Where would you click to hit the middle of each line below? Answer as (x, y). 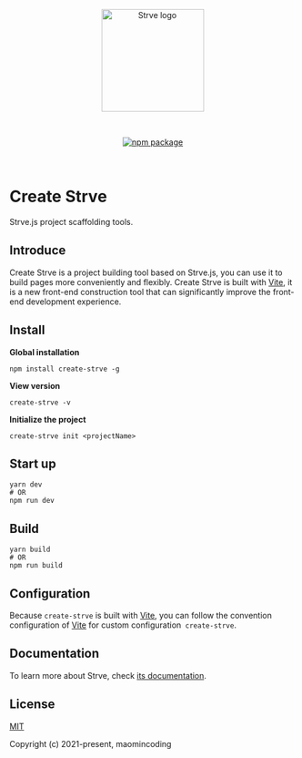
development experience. (74, 302)
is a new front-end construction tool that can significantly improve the (140, 292)
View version (35, 385)
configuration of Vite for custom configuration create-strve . (123, 625)
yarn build (30, 550)
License (32, 705)
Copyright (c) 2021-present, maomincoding (91, 743)
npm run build (36, 566)
